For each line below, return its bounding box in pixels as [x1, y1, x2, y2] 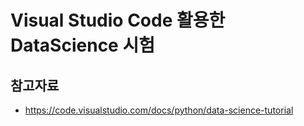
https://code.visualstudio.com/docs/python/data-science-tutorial [24, 104, 294, 116]
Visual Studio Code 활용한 [10, 9, 226, 32]
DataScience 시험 [10, 34, 155, 57]
